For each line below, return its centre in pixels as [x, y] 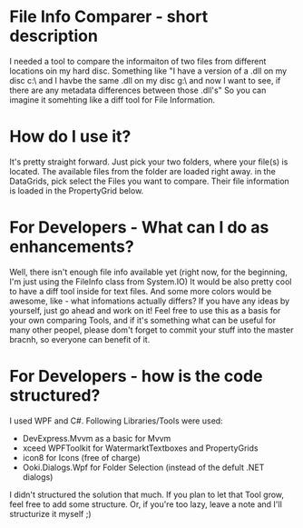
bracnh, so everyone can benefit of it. [80, 339]
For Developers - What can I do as [139, 228]
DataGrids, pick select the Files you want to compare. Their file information [150, 181]
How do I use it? [70, 137]
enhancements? [72, 247]
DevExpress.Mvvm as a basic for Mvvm [97, 438]
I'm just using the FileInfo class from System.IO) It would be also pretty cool [151, 281]
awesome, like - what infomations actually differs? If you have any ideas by [150, 301]
